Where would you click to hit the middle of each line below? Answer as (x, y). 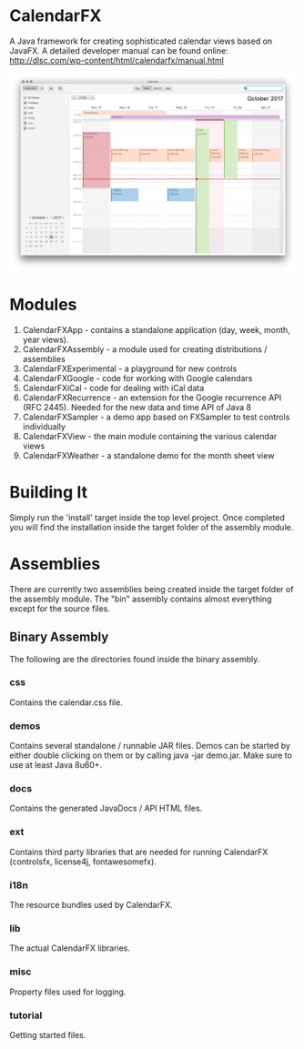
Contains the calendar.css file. (66, 702)
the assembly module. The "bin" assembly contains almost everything (141, 599)
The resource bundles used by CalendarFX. (91, 905)
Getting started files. (48, 1034)
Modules (43, 305)
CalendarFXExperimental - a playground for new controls (130, 368)
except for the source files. (60, 608)
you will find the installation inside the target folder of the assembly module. (152, 527)
